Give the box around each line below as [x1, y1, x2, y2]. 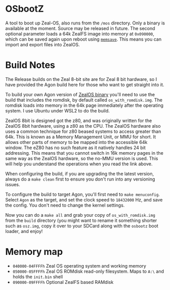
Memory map [5, 246, 63, 257]
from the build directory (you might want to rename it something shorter [5, 217, 157, 223]
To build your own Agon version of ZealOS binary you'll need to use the [5, 91, 155, 97]
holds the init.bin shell [12, 273, 63, 280]
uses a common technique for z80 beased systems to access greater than [5, 128, 161, 134]
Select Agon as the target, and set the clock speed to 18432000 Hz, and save [5, 196, 163, 202]
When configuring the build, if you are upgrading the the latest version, [5, 170, 154, 177]
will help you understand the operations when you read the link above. [5, 161, 153, 167]
